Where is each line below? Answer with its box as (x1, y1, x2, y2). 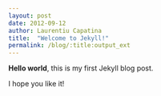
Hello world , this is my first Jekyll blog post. (8, 63, 154, 73)
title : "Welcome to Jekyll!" (8, 34, 110, 42)
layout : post (8, 11, 52, 20)
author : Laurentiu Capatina (8, 26, 103, 34)
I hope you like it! (8, 79, 65, 89)
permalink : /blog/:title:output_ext (8, 42, 131, 50)
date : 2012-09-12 (8, 19, 66, 27)
